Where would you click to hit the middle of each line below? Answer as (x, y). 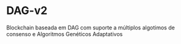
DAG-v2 (27, 11)
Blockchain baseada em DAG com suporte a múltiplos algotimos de (90, 28)
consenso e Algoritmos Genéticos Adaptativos (65, 34)
